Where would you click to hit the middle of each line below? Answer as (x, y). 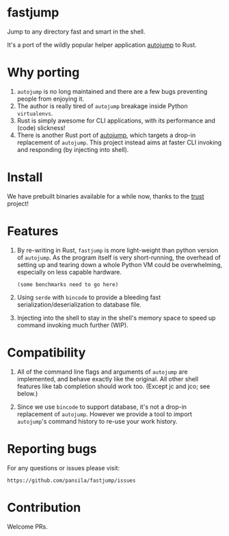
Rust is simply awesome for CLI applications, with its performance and (116, 120)
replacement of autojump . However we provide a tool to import (105, 414)
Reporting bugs (52, 449)
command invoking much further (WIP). (72, 325)
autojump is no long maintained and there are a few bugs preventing (112, 91)
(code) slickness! (41, 127)
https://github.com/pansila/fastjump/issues (71, 481)
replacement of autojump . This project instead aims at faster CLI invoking (119, 142)
